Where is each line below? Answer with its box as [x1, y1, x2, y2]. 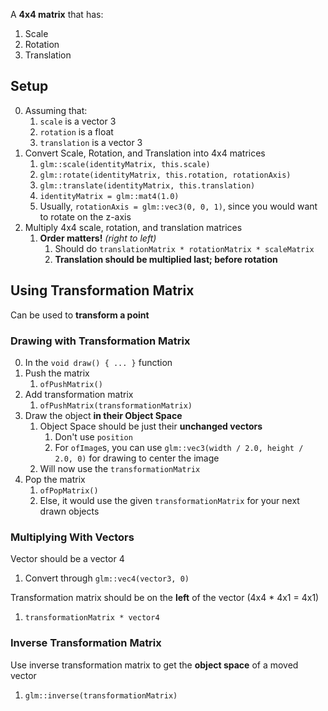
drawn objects [39, 505, 100, 517]
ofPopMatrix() [39, 485, 99, 496]
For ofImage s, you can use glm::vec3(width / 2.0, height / [54, 441, 304, 453]
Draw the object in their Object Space [24, 409, 183, 421]
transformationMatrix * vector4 [24, 613, 160, 623]
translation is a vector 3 [39, 136, 143, 148]
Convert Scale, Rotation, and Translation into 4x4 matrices [24, 147, 266, 159]
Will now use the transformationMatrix [39, 462, 201, 474]
